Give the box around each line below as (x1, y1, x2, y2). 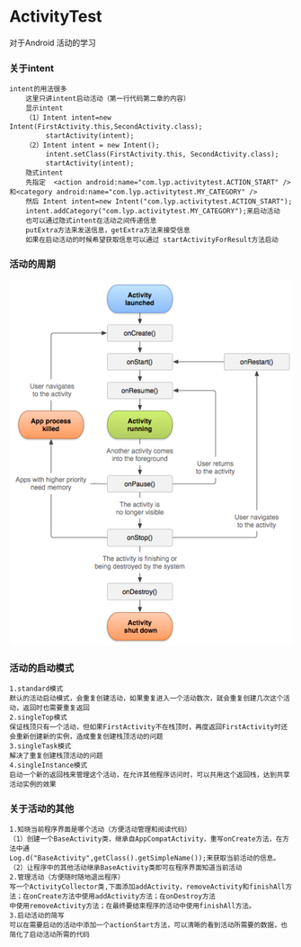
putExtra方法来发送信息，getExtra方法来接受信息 (25, 226, 190, 235)
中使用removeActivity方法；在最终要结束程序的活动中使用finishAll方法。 (9, 902, 256, 911)
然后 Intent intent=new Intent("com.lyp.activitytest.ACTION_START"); (25, 197, 293, 206)
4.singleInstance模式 (9, 761, 88, 771)
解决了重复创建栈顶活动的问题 (9, 752, 103, 761)
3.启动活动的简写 (9, 911, 65, 920)
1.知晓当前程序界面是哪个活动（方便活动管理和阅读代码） (9, 825, 191, 834)
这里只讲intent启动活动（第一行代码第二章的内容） (25, 95, 190, 104)
